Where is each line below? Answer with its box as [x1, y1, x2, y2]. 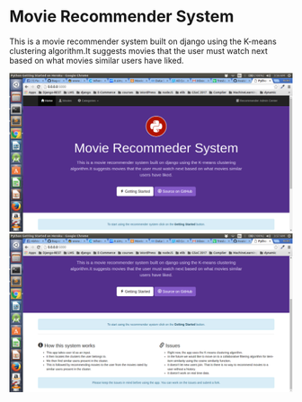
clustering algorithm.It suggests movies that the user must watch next [9, 45, 268, 56]
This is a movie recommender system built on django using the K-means [9, 36, 277, 47]
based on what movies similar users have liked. [9, 55, 184, 66]
